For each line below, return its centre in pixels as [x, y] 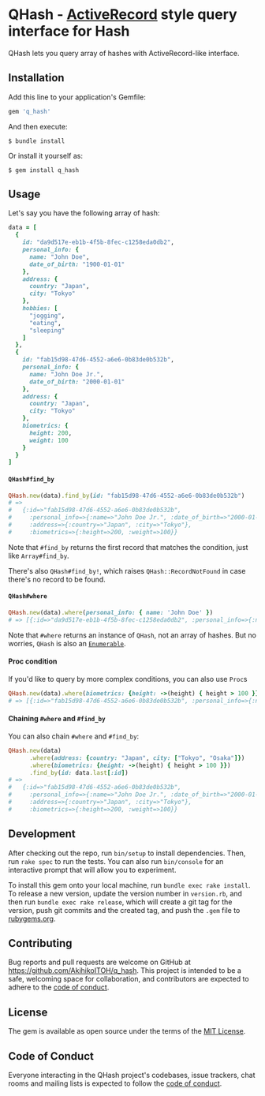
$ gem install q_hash [44, 170]
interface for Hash [69, 31]
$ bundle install [37, 141]
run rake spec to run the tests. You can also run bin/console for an [116, 861]
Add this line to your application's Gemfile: [77, 97]
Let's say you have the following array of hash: [84, 213]
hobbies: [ [40, 309]
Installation [36, 78]
